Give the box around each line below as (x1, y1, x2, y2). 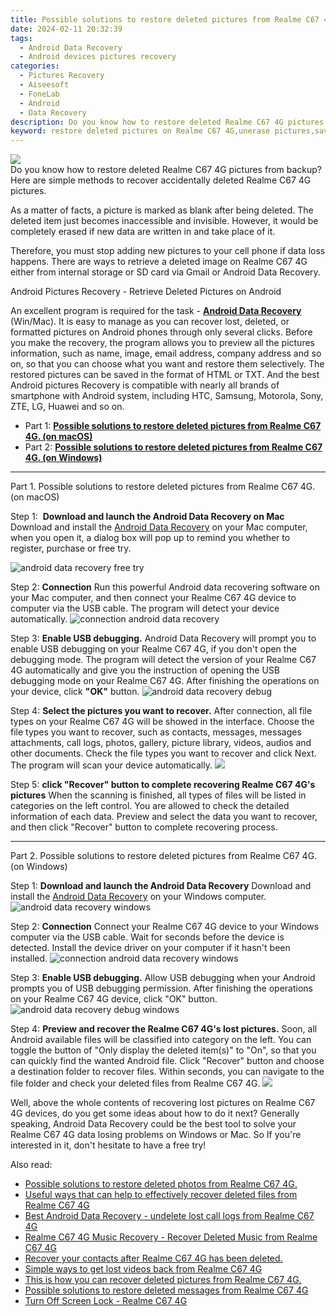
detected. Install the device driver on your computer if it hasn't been (10, 942, 291, 954)
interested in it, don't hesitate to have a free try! (10, 1139, 207, 1151)
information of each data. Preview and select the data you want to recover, (10, 811, 318, 823)
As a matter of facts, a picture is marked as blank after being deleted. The (10, 204, 314, 216)
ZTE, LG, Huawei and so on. (10, 401, 125, 413)
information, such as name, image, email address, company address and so (10, 347, 322, 360)
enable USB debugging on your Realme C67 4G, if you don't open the (10, 643, 297, 655)
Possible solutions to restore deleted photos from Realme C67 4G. (24, 1178, 298, 1190)
